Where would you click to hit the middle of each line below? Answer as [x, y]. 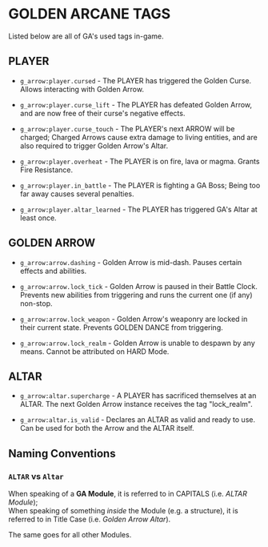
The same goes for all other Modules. [70, 535]
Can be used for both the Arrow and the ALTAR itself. [107, 428]
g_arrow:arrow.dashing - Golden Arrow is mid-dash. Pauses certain [131, 262]
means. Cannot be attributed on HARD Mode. [94, 351]
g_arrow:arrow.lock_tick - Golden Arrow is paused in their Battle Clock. [138, 286]
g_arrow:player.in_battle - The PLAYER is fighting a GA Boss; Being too [140, 185]
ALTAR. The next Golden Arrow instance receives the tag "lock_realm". [136, 404]
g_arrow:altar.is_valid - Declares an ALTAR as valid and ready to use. [138, 420]
